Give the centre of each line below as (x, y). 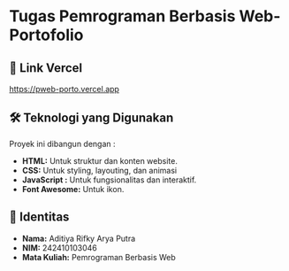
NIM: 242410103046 (59, 248)
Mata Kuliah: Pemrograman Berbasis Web (99, 257)
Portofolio (46, 35)
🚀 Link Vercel (46, 68)
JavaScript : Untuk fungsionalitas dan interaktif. (109, 180)
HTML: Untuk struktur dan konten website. (100, 160)
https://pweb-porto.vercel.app (64, 89)
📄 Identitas (39, 217)
